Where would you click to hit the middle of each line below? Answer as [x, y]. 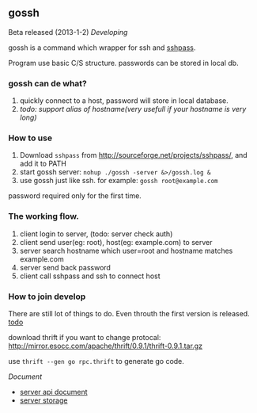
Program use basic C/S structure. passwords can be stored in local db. [123, 63]
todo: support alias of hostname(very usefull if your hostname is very [133, 109]
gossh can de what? [47, 83]
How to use [30, 138]
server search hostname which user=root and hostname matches [126, 250]
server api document [54, 392]
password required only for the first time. [75, 196]
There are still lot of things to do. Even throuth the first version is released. [129, 314]
